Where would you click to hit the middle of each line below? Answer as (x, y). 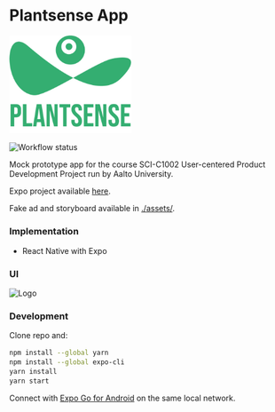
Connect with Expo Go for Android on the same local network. (122, 398)
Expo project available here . (60, 191)
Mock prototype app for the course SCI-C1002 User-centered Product (137, 164)
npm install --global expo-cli (67, 362)
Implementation (44, 232)
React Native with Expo (65, 250)
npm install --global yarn (59, 353)
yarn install (33, 372)
